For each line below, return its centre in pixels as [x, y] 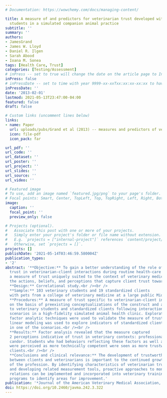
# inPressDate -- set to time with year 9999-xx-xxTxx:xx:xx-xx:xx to [80, 84]
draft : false [19, 107]
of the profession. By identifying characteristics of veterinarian [82, 364]
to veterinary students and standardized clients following [73, 309]
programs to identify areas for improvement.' [59, 379]
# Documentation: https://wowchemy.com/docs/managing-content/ [72, 10]
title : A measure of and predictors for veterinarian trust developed [80, 19]
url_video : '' [20, 180]
